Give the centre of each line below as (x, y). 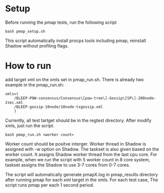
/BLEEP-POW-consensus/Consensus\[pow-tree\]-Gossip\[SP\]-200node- (85, 98)
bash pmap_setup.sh (25, 31)
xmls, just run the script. (30, 125)
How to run (28, 66)
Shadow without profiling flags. (37, 46)
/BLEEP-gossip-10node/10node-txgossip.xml (58, 107)
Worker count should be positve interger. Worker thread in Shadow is (76, 144)
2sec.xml (14, 102)
